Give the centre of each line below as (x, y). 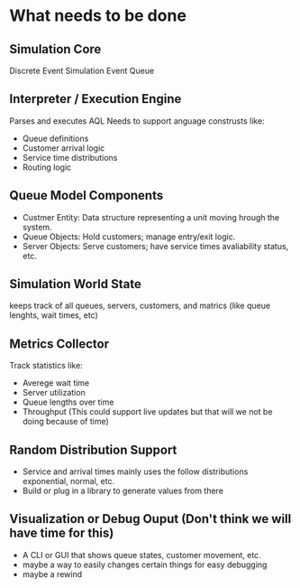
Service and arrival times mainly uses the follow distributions (135, 471)
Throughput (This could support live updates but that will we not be (147, 412)
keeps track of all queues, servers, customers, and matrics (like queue (140, 306)
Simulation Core (55, 49)
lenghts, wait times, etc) (54, 315)
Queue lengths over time (68, 402)
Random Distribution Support (93, 449)
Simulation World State (76, 284)
